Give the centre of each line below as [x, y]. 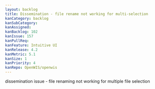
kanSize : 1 [16, 59]
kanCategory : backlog [27, 18]
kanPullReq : [17, 41]
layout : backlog [21, 9]
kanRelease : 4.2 [21, 50]
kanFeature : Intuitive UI [31, 45]
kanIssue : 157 [19, 37]
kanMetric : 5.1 [20, 54]
